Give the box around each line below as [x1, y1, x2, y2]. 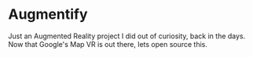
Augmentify [8, 5, 88, 23]
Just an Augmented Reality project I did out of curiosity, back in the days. [8, 31, 246, 41]
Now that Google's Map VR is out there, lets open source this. [8, 39, 208, 48]
